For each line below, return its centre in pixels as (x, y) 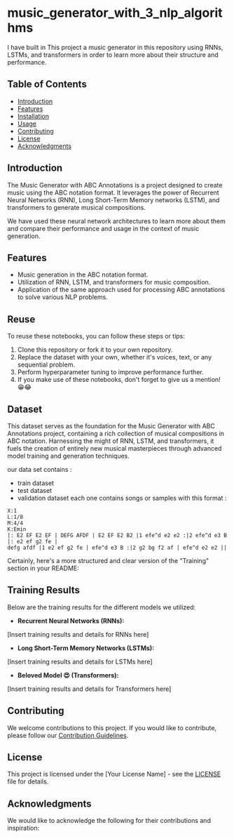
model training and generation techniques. (68, 456)
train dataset (36, 483)
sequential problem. (46, 365)
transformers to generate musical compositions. (76, 207)
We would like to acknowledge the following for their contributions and (109, 821)
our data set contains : (40, 469)
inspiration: (23, 828)
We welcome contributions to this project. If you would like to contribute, (112, 727)
